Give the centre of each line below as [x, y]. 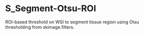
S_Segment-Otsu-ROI [51, 9]
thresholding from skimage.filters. [40, 27]
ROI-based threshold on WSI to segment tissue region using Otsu [72, 22]
